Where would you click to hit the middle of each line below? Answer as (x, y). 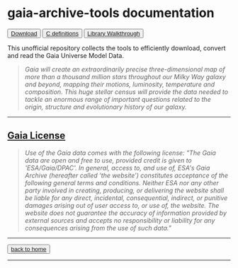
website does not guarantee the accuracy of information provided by (126, 213)
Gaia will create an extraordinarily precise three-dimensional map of (125, 69)
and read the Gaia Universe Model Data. (66, 55)
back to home (29, 249)
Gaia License (36, 136)
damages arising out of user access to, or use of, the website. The (122, 205)
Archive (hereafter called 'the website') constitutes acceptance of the (126, 175)
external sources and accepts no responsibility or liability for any (120, 220)
